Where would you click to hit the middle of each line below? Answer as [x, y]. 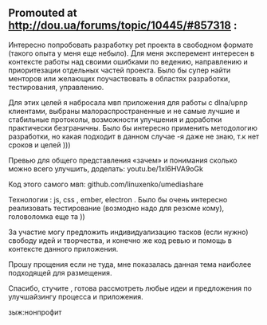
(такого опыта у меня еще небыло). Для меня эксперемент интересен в [132, 53]
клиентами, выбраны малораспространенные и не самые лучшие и [124, 111]
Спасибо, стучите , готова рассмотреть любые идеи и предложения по [130, 288]
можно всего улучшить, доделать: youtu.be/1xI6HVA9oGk [106, 168]
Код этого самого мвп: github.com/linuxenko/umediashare [106, 184]
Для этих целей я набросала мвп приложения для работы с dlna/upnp [128, 102]
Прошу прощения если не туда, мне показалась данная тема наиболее [130, 264]
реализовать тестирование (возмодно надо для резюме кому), [116, 208]
